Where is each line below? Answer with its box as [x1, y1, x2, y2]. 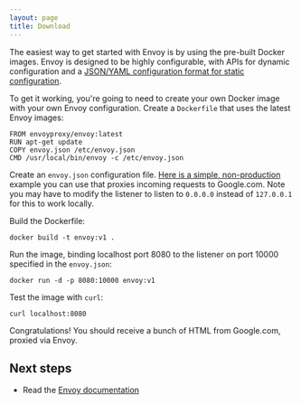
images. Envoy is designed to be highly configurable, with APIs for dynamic [9, 56, 290, 67]
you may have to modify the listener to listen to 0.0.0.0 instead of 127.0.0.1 [9, 188, 293, 199]
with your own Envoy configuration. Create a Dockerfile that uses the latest [9, 102, 291, 113]
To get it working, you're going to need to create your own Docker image [9, 92, 280, 104]
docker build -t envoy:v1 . [9, 232, 116, 242]
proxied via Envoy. [9, 334, 78, 345]
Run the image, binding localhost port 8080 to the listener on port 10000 [9, 249, 279, 259]
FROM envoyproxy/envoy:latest [9, 129, 124, 138]
